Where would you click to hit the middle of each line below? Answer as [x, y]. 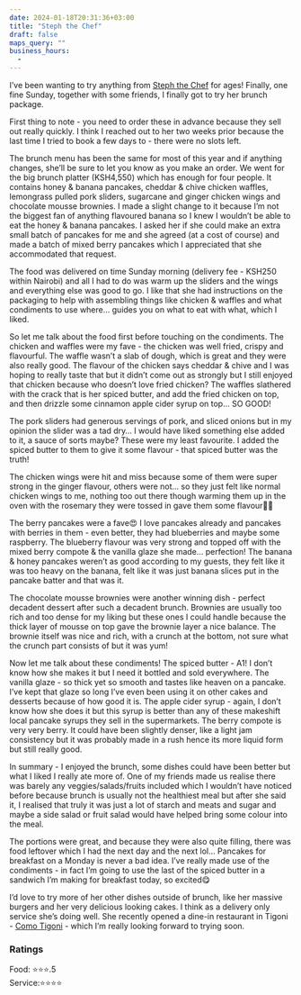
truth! [19, 459]
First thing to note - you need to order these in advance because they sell [145, 122]
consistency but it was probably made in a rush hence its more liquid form [146, 740]
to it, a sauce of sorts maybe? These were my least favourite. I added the [144, 440]
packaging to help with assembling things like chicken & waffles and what [146, 300]
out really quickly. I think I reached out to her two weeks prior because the [147, 131]
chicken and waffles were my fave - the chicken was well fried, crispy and [146, 346]
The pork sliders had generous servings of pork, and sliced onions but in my [150, 421]
